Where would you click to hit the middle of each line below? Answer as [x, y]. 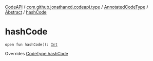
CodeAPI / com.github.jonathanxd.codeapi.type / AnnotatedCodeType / [77, 7]
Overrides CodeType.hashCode [37, 53]
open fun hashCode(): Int [31, 45]
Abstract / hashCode [26, 12]
